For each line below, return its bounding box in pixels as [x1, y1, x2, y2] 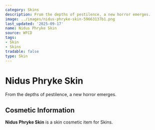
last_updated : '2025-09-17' [5, 21, 64, 26]
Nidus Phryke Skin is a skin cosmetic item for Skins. [5, 119, 113, 125]
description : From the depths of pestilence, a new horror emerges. [5, 12, 151, 17]
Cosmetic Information [5, 106, 75, 115]
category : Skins [5, 7, 39, 12]
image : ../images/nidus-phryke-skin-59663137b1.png [5, 16, 115, 21]
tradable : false [5, 49, 39, 54]
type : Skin [5, 53, 28, 59]
